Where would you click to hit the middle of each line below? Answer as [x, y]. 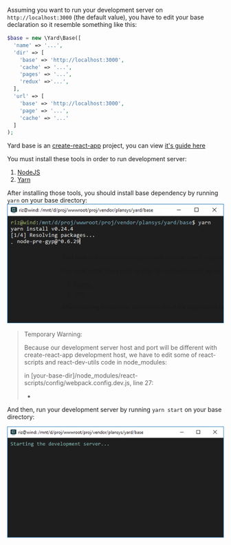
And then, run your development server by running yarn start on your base [114, 409]
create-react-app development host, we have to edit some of [110, 355]
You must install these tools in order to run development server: [97, 159]
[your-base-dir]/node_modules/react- [84, 376]
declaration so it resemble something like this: [72, 24]
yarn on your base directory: [47, 200]
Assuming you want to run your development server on [85, 10]
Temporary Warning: [53, 334]
